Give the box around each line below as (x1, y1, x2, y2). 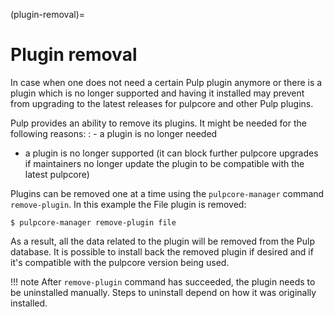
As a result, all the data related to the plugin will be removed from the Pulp (10, 235, 315, 247)
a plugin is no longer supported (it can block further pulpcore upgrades (24, 147, 319, 159)
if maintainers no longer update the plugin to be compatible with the (24, 157, 305, 169)
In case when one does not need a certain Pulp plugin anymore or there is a (10, 76, 323, 88)
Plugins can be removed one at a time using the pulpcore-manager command (10, 187, 325, 199)
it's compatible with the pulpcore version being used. (10, 256, 230, 268)
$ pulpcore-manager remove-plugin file (10, 217, 177, 228)
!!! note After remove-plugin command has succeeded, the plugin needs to (10, 275, 316, 288)
